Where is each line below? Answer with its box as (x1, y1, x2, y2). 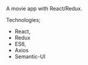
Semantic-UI (14, 53, 45, 60)
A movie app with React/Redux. (6, 5, 83, 12)
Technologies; (6, 17, 41, 23)
